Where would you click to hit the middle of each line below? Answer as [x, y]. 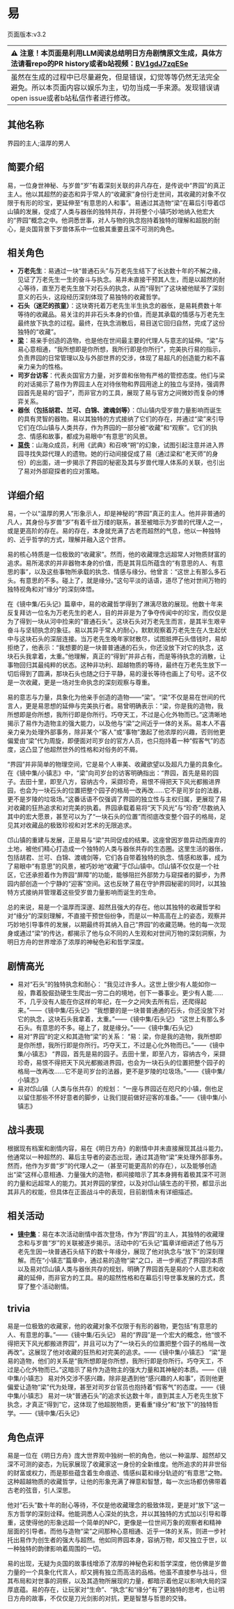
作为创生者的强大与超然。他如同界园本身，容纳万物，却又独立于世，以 [126, 1540]
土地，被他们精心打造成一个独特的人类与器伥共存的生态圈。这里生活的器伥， [117, 849]
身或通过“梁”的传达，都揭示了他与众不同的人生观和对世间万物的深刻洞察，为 [117, 933]
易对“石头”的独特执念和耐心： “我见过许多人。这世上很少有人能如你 [114, 984]
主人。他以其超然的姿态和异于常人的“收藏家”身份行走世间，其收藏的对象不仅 [117, 194]
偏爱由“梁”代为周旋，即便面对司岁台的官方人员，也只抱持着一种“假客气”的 [113, 741]
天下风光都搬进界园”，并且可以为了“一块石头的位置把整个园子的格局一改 [123, 1344]
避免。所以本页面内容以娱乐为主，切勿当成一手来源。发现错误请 [116, 87]
